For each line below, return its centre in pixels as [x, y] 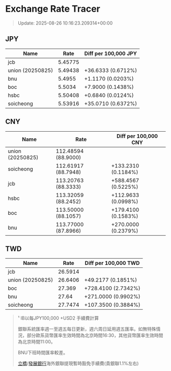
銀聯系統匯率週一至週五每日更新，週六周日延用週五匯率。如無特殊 [87, 329]
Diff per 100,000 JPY [111, 53]
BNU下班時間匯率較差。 [42, 353]
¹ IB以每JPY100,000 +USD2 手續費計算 [58, 318]
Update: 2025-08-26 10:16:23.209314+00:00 [65, 23]
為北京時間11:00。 [36, 342]
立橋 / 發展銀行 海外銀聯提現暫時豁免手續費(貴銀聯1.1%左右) [78, 363]
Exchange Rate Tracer [53, 9]
